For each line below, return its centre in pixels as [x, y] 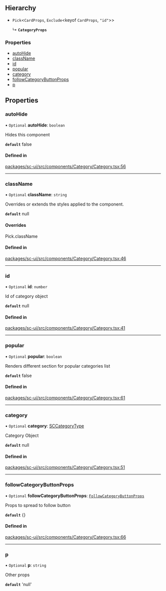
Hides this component [28, 134]
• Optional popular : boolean [34, 356]
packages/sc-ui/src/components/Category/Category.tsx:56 [65, 167]
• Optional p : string [26, 565]
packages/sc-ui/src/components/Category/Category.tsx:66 [66, 537]
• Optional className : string [36, 195]
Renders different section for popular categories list [58, 366]
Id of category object [26, 296]
